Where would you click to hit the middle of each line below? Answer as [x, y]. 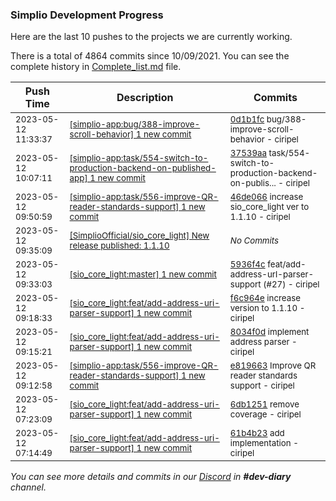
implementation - [264, 443]
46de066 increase [266, 197]
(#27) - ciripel [291, 284]
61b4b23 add [257, 433]
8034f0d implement [269, 332]
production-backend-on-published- [143, 168]
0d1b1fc [247, 119]
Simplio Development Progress [87, 15]
